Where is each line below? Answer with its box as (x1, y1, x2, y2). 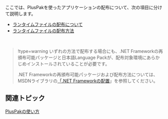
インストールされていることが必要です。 (26, 61, 110, 67)
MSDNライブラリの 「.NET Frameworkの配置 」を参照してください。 (17, 78, 158, 84)
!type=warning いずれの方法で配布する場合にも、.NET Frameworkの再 (17, 48, 163, 54)
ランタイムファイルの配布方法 (12, 28, 74, 34)
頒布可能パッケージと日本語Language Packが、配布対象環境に (17, 54, 147, 61)
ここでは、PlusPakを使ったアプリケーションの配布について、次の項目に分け (5, 5, 162, 10)
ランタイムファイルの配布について (12, 22, 83, 27)
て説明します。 (5, 11, 36, 17)
